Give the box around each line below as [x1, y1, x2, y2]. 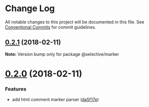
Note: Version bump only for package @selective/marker [5, 51, 119, 57]
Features [5, 86, 27, 92]
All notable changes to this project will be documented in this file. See [5, 19, 145, 25]
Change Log [5, 3, 55, 14]
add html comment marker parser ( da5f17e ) [12, 97, 99, 103]
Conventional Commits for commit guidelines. [5, 24, 96, 30]
